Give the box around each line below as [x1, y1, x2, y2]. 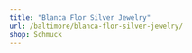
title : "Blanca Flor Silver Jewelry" [9, 13, 151, 22]
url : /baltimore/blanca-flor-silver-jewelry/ [9, 22, 183, 31]
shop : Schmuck [9, 30, 63, 39]
